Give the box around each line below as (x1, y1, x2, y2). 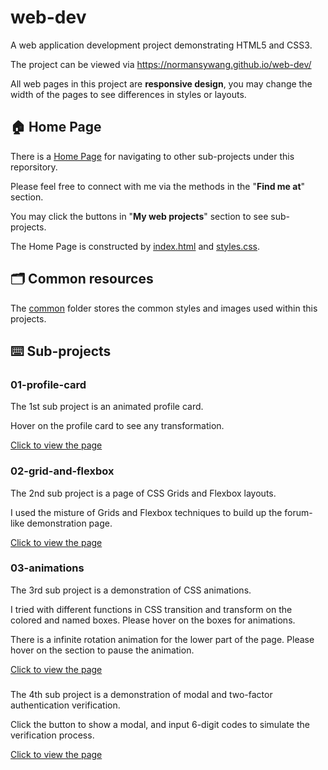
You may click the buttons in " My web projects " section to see (10, 210, 269, 222)
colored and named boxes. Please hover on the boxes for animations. (10, 614, 296, 626)
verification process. (10, 729, 95, 741)
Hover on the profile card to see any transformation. (10, 420, 225, 432)
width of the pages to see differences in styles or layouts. (10, 88, 247, 100)
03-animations (10, 561, 85, 575)
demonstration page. (26, 517, 113, 529)
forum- (284, 506, 313, 518)
